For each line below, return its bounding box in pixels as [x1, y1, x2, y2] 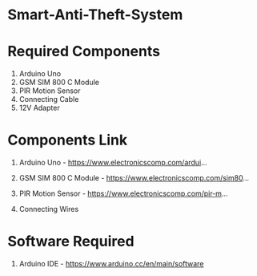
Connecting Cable [18, 95, 79, 104]
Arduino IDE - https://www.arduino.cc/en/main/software [18, 259, 204, 268]
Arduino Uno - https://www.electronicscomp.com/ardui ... [18, 158, 207, 168]
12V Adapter [18, 103, 61, 113]
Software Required [7, 233, 135, 250]
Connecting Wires [18, 205, 79, 214]
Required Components [7, 43, 161, 61]
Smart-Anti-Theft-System [7, 6, 183, 24]
